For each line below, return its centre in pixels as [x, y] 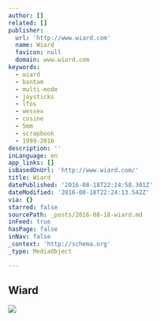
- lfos [26, 104]
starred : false [33, 207]
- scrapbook [35, 133]
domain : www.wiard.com [52, 60]
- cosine [30, 119]
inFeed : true [30, 222]
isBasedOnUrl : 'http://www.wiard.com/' [74, 170]
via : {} [21, 200]
